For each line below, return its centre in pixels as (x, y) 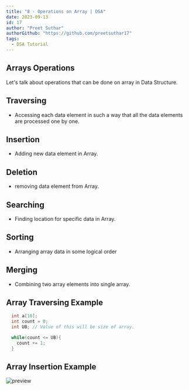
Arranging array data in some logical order (66, 251)
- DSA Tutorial (30, 45)
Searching (25, 205)
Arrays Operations (40, 68)
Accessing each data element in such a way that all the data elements (99, 115)
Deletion (22, 172)
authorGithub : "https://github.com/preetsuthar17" (69, 33)
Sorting (20, 238)
